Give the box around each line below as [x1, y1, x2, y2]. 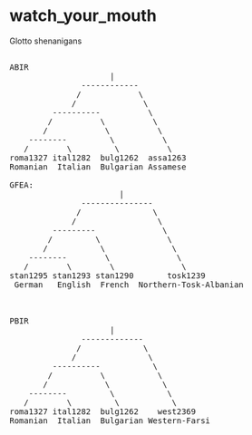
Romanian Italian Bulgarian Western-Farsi [9, 415, 211, 426]
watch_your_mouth [9, 5, 157, 26]
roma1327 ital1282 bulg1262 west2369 [9, 406, 197, 417]
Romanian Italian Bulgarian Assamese [9, 161, 187, 172]
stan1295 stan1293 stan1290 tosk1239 [9, 270, 206, 281]
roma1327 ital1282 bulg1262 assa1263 [9, 152, 187, 163]
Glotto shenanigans [9, 35, 82, 46]
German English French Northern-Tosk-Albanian [14, 279, 245, 290]
